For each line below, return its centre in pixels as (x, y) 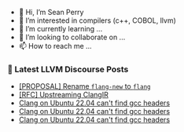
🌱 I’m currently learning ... (61, 29)
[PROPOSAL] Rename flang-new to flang (85, 86)
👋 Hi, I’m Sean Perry (51, 12)
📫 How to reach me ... (55, 46)
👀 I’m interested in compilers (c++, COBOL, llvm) (97, 20)
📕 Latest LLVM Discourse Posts (68, 69)
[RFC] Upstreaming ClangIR (64, 95)
